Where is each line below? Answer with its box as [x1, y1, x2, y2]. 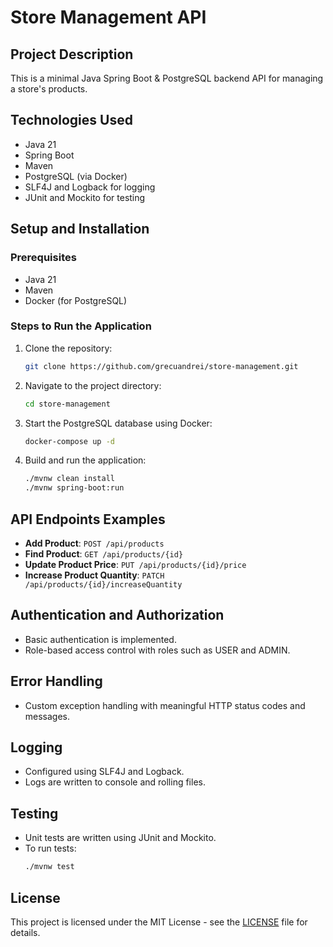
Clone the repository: [24, 342, 113, 354]
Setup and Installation [10, 221, 150, 238]
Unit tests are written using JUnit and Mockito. [24, 832, 217, 844]
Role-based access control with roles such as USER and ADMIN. [24, 644, 291, 656]
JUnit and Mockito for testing [24, 191, 146, 203]
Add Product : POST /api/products [24, 537, 165, 549]
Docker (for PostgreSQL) [24, 294, 128, 306]
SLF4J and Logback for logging [24, 181, 156, 193]
